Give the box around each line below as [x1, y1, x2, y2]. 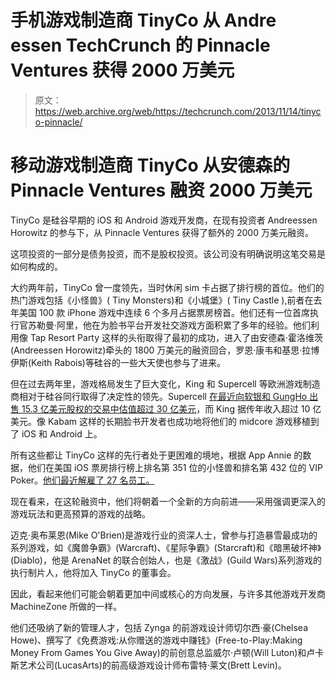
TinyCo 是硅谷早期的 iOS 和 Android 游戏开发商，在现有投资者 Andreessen [10, 214, 318, 226]
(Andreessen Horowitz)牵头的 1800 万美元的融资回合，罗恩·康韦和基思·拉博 [10, 344, 320, 356]
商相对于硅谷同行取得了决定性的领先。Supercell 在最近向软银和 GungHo [10, 390, 308, 402]
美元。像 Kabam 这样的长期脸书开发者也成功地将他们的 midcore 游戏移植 [10, 415, 311, 427]
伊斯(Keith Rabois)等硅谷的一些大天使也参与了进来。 [10, 356, 226, 368]
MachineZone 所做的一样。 [10, 600, 123, 612]
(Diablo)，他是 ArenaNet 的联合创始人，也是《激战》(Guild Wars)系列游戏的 [10, 554, 322, 566]
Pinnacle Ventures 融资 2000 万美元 [10, 179, 313, 202]
